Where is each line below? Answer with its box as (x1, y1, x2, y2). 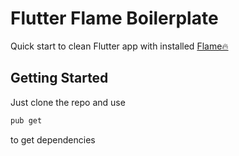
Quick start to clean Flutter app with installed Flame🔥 (10, 40, 229, 52)
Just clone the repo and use (10, 96, 126, 108)
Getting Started (10, 70, 109, 87)
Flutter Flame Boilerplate (10, 7, 219, 30)
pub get (10, 115, 43, 126)
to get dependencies (10, 133, 96, 146)
